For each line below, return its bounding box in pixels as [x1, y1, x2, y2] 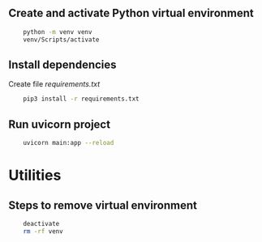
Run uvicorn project [8, 117, 111, 131]
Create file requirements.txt [8, 79, 101, 89]
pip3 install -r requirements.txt [23, 95, 140, 104]
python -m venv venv [23, 28, 92, 36]
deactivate [23, 219, 60, 227]
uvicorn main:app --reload [23, 139, 114, 147]
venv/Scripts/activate [23, 36, 100, 44]
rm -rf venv [23, 227, 63, 236]
